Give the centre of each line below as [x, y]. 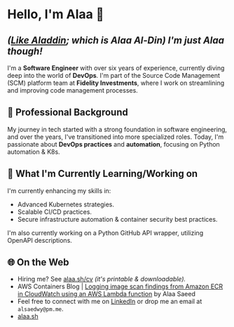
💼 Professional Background [68, 113]
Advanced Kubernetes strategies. [66, 204]
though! [25, 51]
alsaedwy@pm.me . [41, 309]
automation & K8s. [34, 152]
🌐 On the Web [38, 262]
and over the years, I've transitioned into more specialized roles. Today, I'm [116, 137]
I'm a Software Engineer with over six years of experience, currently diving [116, 68]
